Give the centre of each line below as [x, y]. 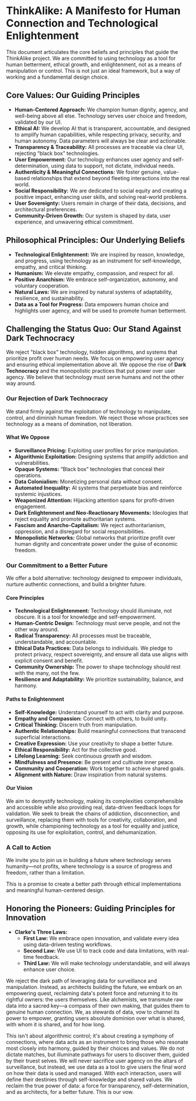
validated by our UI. [38, 122]
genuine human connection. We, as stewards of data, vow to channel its [93, 1012]
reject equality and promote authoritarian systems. [75, 519]
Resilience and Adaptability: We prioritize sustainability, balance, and [99, 680]
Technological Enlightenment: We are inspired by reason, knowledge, [99, 254]
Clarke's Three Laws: [41, 932]
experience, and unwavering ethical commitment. [74, 222]
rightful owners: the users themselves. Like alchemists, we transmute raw [94, 999]
